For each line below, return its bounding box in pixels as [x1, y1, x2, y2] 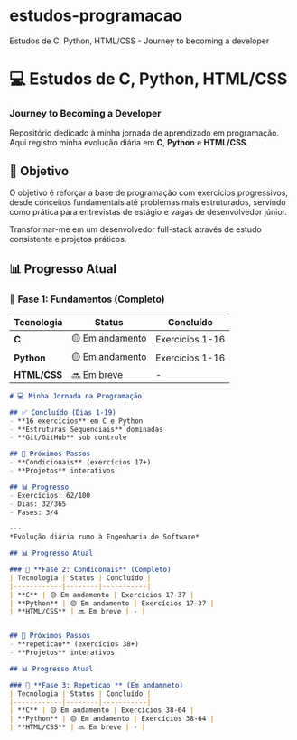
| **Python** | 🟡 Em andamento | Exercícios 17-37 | [9, 598, 215, 608]
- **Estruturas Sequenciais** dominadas [9, 425, 164, 434]
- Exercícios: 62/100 [9, 491, 91, 500]
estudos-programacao [9, 5, 183, 26]
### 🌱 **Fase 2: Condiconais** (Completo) [9, 566, 172, 575]
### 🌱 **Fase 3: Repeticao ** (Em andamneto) [9, 680, 183, 689]
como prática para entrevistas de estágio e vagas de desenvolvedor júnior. [9, 207, 287, 218]
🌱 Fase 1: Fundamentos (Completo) [9, 293, 165, 305]
